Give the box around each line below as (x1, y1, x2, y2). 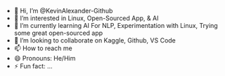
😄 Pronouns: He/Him (13, 54, 76, 62)
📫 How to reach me (13, 44, 72, 52)
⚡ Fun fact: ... (13, 62, 53, 70)
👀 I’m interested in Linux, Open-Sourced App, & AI (13, 14, 159, 22)
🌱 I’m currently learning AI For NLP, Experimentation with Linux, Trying (13, 22, 218, 29)
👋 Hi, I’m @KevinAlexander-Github (13, 7, 113, 15)
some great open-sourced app (13, 29, 103, 37)
